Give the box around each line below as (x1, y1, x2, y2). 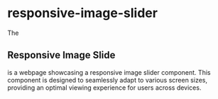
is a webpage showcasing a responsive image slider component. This (7, 68, 211, 76)
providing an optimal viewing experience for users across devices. (7, 83, 202, 92)
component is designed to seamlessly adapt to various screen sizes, (7, 75, 208, 84)
